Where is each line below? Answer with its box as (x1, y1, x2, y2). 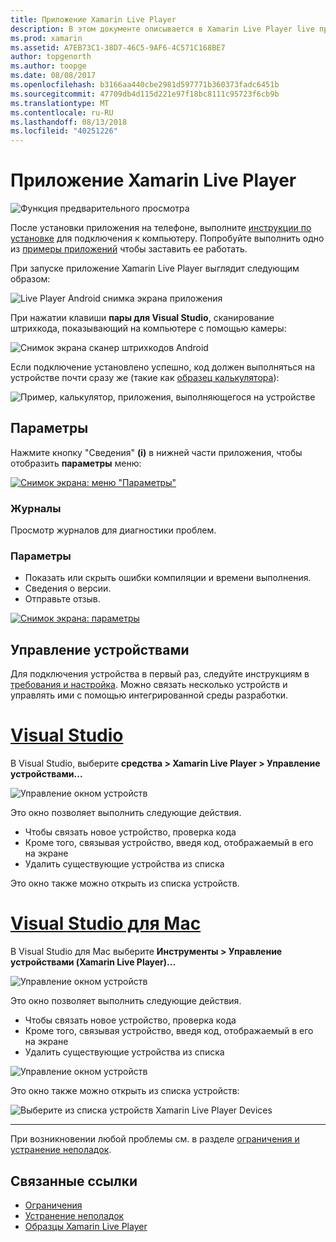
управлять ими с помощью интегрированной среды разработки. (10, 689, 289, 701)
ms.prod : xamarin (10, 33, 83, 43)
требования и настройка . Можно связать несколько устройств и (10, 679, 288, 691)
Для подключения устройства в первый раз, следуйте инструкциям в (10, 668, 310, 680)
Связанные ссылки (10, 1172, 138, 1190)
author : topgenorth (10, 52, 92, 62)
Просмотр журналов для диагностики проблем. (10, 524, 217, 536)
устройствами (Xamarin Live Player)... (10, 956, 177, 968)
